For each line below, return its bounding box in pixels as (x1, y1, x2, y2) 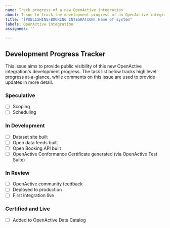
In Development (5, 122, 45, 129)
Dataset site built (12, 134, 48, 140)
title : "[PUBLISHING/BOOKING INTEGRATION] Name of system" (5, 17, 133, 22)
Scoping (12, 104, 30, 110)
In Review (5, 169, 30, 176)
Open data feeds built (12, 139, 58, 145)
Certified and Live (5, 205, 51, 212)
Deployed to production (12, 186, 62, 193)
